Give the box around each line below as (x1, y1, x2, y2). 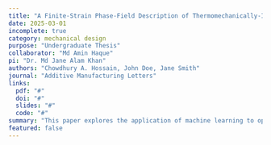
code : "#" (15, 110, 48, 118)
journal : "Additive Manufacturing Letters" (8, 72, 157, 80)
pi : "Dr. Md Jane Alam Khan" (8, 57, 106, 65)
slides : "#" (15, 101, 56, 110)
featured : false (8, 124, 63, 132)
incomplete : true (8, 27, 67, 35)
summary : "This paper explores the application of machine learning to (8, 117, 254, 125)
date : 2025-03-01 (8, 19, 67, 27)
